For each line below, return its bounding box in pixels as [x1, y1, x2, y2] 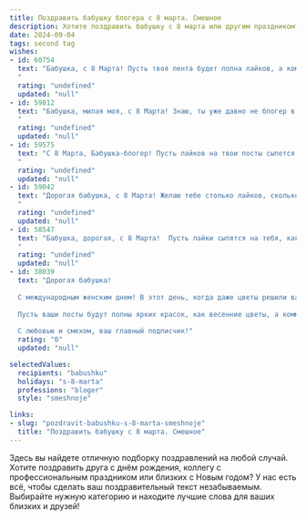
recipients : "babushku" [17, 368, 107, 378]
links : [9, 411, 35, 420]
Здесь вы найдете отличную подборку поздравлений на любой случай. [9, 452, 289, 463]
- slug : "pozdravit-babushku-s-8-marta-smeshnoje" [9, 419, 206, 428]
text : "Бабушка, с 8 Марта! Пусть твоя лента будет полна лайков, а [17, 65, 283, 74]
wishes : [9, 47, 39, 56]
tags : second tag [9, 38, 76, 48]
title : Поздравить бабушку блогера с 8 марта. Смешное [9, 13, 222, 23]
